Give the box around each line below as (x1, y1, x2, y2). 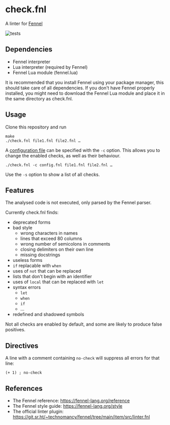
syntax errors (12, 284, 41, 290)
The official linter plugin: (12, 409, 64, 414)
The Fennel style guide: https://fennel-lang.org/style (12, 403, 123, 409)
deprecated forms (12, 219, 51, 225)
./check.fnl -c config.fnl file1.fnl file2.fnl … (5, 162, 113, 168)
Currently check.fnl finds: (5, 209, 59, 216)
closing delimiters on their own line (20, 246, 94, 253)
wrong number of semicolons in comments (20, 241, 110, 247)
